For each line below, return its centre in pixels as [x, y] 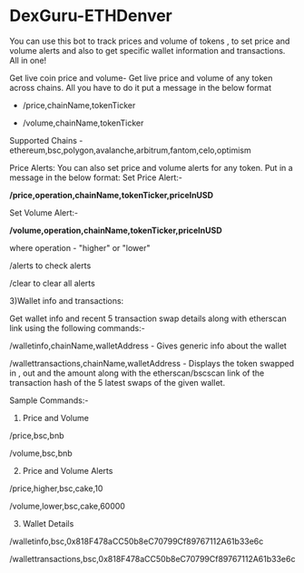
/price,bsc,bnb [37, 435]
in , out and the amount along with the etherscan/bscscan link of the [137, 373]
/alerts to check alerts [50, 266]
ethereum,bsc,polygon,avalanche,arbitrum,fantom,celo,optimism [130, 150]
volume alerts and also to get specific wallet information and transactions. [147, 50]
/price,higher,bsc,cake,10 [56, 488]
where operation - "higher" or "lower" [80, 247]
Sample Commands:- [49, 400]
